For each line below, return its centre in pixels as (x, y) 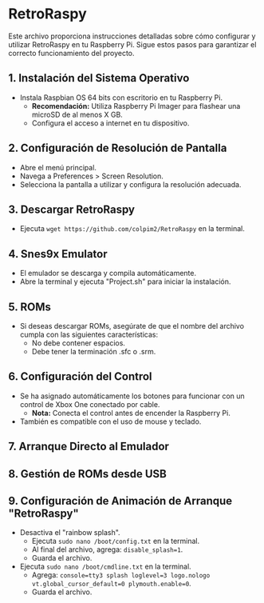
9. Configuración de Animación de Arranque (120, 501)
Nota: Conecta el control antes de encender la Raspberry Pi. (131, 413)
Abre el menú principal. (58, 167)
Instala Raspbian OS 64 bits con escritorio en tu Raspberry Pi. (121, 98)
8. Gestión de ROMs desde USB (88, 474)
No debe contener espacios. (79, 343)
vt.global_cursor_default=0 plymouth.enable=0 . (111, 584)
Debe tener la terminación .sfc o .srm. (94, 351)
